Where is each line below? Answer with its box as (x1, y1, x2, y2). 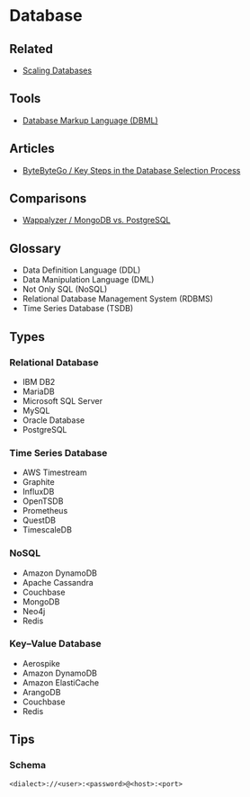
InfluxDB (22, 487, 55, 497)
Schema (9, 759, 47, 772)
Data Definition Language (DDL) (22, 264, 141, 275)
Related (9, 41, 54, 57)
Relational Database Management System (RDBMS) (22, 293, 214, 304)
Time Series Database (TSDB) (22, 303, 134, 314)
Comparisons (9, 191, 87, 207)
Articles (9, 141, 56, 157)
